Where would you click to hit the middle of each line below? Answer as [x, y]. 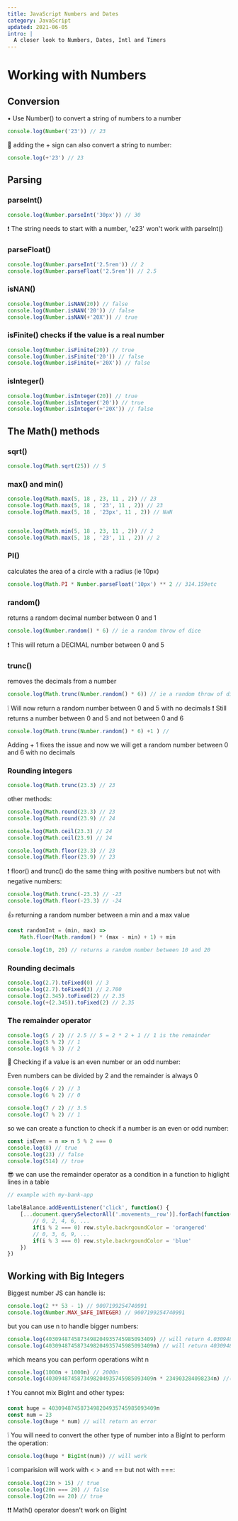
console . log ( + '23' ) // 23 [45, 158]
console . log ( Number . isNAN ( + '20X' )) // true [73, 317]
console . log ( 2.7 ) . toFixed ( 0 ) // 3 [58, 983]
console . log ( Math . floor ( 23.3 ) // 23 [61, 851]
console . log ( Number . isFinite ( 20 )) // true [71, 350]
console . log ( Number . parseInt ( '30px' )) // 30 [74, 215]
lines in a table [28, 1182]
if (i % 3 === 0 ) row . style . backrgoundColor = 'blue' [112, 1240]
